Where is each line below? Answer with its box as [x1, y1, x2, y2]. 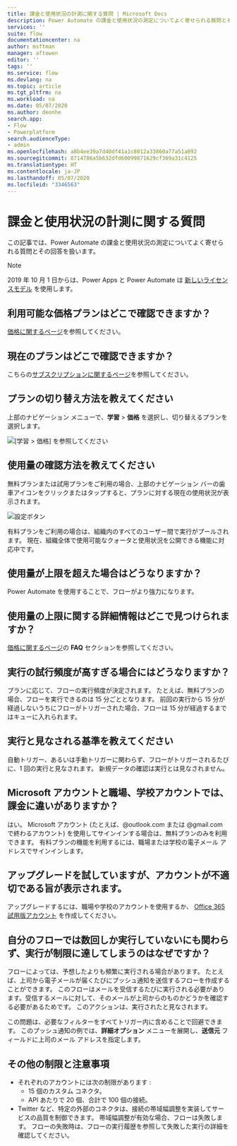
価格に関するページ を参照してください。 [7, 328, 125, 336]
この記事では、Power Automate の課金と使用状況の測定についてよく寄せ [7, 238, 218, 247]
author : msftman [7, 43, 55, 50]
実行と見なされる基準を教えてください [7, 735, 174, 747]
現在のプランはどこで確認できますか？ [7, 350, 174, 362]
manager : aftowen [7, 50, 59, 57]
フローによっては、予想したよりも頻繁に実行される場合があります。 [7, 967, 204, 976]
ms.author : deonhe [7, 109, 61, 116]
